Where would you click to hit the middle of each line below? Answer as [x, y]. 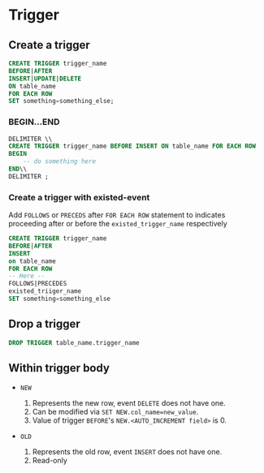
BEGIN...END [34, 122]
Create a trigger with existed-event [79, 197]
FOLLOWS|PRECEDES [38, 284]
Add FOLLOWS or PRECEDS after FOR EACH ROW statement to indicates [117, 215]
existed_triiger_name [45, 291]
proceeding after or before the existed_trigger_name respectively [118, 224]
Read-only [50, 461]
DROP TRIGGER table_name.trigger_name [74, 342]
